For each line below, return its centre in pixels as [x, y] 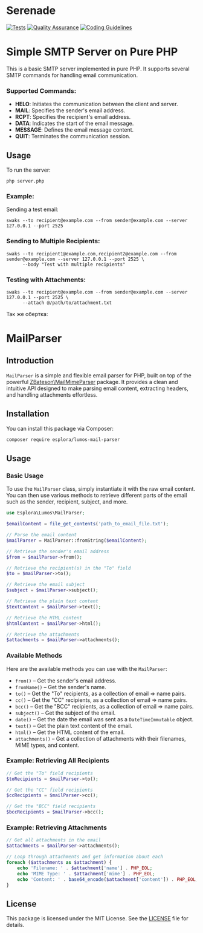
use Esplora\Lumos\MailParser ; [46, 513]
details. [15, 925]
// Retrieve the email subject [46, 585]
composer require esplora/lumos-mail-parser [63, 440]
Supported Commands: [41, 90]
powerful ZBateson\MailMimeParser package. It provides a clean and [92, 382]
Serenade [31, 11]
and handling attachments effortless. [52, 394]
